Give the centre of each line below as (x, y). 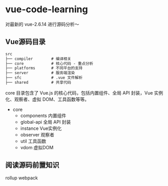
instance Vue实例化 (41, 128)
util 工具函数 (33, 141)
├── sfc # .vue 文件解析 (44, 78)
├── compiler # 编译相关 (38, 59)
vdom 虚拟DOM (37, 147)
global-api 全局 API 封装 (46, 122)
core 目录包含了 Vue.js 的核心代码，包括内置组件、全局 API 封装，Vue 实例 (84, 92)
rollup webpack (22, 178)
